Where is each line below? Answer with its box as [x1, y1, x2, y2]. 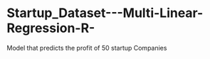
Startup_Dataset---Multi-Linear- [6, 5, 204, 21]
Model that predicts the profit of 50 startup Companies [6, 43, 167, 52]
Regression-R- [6, 20, 95, 36]
